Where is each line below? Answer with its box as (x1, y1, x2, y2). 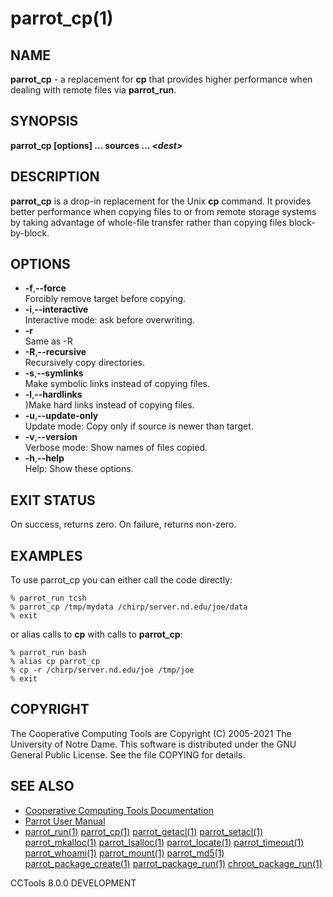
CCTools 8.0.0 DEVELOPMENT (10, 877, 137, 889)
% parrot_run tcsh (10, 593, 87, 604)
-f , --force (24, 282, 67, 294)
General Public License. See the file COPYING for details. (10, 748, 246, 761)
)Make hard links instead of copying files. (24, 399, 195, 411)
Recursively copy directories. (24, 357, 145, 369)
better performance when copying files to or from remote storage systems (10, 205, 317, 217)
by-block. (10, 227, 50, 239)
